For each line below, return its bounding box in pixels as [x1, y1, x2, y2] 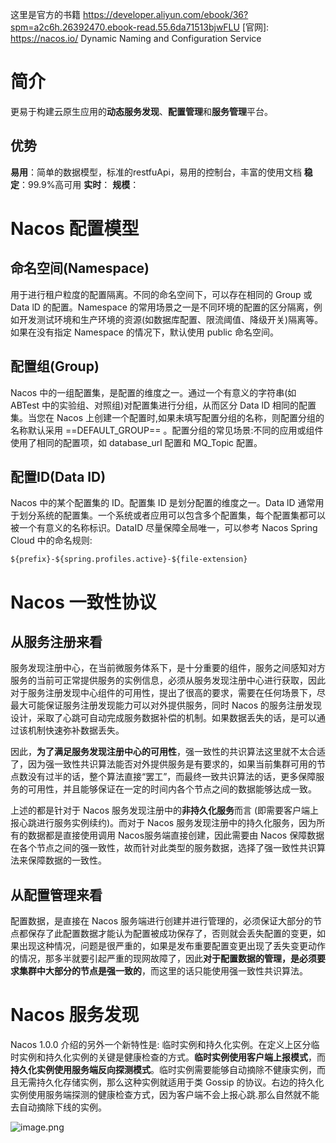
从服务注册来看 [10, 633, 103, 650]
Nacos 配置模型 [10, 217, 140, 240]
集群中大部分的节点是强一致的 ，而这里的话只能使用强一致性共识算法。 [18, 965, 308, 977]
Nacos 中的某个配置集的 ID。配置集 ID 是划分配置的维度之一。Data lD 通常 [10, 497, 316, 509]
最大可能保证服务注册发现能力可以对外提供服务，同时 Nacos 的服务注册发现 [10, 699, 323, 712]
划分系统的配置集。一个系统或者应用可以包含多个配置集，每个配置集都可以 [18, 509, 326, 522]
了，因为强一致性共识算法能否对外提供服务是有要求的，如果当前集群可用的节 [10, 758, 326, 770]
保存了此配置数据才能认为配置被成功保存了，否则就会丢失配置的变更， [27, 928, 317, 940]
